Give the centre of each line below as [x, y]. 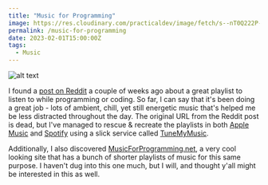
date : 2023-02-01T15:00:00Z [55, 38]
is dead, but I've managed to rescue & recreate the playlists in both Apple [129, 125]
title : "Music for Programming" [62, 16]
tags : [17, 45]
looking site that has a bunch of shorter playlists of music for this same [124, 157]
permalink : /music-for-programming [67, 30]
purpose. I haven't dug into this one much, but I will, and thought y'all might [132, 165]
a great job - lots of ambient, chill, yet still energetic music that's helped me [132, 108]
